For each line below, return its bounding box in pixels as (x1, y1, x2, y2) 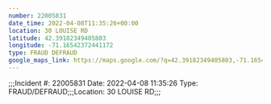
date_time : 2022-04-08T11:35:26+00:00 (8, 19, 139, 27)
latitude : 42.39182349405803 (8, 34, 106, 42)
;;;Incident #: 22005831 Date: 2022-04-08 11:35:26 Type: (8, 78, 198, 88)
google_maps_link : (8, 57, 70, 65)
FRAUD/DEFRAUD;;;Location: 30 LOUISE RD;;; (8, 86, 161, 96)
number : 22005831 (8, 11, 67, 20)
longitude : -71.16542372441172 (8, 42, 114, 50)
